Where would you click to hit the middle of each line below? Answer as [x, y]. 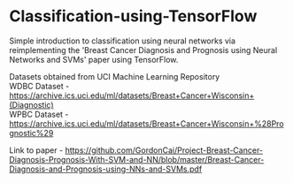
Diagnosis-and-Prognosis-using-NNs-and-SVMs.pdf [106, 169]
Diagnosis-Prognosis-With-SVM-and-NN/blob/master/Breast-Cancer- [137, 159]
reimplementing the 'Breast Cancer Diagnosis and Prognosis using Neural [143, 50]
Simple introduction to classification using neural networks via [123, 41]
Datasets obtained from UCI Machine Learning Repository [115, 76]
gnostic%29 [31, 133]
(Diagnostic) [32, 104]
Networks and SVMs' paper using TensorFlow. [94, 59]
